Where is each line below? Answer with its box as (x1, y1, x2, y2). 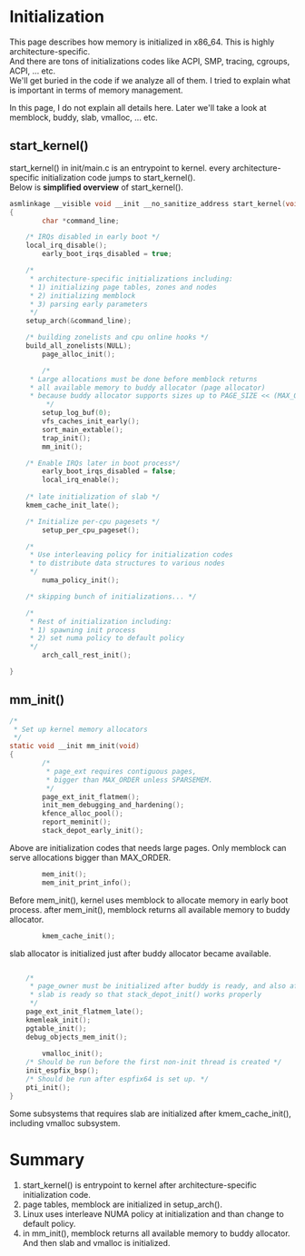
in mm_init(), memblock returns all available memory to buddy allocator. (22, 1228, 290, 1239)
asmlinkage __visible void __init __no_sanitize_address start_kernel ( (9, 199, 286, 208)
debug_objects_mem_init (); (25, 1033, 128, 1042)
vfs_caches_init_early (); (42, 417, 141, 426)
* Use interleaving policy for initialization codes (29, 550, 233, 559)
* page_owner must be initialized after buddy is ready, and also (29, 982, 286, 991)
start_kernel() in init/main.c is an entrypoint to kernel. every (9, 162, 231, 173)
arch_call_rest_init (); (42, 651, 132, 660)
